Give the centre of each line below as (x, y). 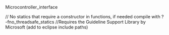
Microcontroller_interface (32, 7)
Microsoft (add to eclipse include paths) (47, 27)
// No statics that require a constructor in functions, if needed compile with (83, 17)
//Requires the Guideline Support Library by (101, 22)
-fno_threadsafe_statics (30, 22)
